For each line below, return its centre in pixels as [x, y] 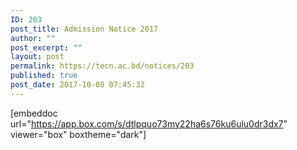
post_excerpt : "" [46, 47]
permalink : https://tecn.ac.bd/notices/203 [102, 66]
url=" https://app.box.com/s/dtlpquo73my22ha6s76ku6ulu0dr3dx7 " [149, 123]
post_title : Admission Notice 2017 [84, 29]
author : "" [33, 38]
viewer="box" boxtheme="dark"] [78, 134]
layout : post [37, 57]
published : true [44, 76]
